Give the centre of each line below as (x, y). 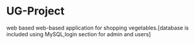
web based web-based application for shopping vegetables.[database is (97, 28)
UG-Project (35, 11)
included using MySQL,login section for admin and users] (79, 34)
